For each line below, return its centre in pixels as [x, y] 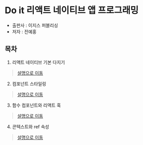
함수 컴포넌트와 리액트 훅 [36, 105]
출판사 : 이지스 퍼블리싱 [35, 25]
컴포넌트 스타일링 [29, 83]
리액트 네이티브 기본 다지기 [38, 62]
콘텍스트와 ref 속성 [31, 126]
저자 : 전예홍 [24, 31]
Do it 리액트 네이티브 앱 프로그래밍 [72, 10]
